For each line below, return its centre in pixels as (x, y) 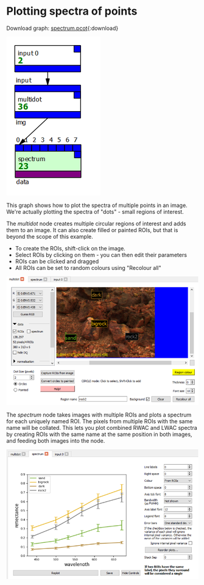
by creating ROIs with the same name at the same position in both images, (99, 434)
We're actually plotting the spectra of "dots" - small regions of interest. (95, 211)
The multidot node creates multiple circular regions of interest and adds (96, 223)
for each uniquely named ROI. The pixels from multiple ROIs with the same (100, 421)
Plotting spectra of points (72, 11)
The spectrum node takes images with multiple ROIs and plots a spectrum (99, 415)
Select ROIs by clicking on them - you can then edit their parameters (101, 255)
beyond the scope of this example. (50, 236)
